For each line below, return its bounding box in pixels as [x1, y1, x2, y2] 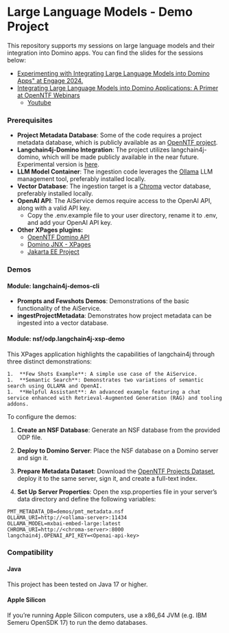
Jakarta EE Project [27, 248, 80, 256]
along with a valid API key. [16, 204, 91, 213]
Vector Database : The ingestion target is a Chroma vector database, [16, 182, 211, 191]
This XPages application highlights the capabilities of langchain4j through [7, 350, 215, 358]
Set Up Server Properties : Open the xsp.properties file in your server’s [16, 488, 217, 496]
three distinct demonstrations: [7, 357, 93, 366]
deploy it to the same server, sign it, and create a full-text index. [16, 474, 197, 482]
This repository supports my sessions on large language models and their [7, 41, 215, 49]
